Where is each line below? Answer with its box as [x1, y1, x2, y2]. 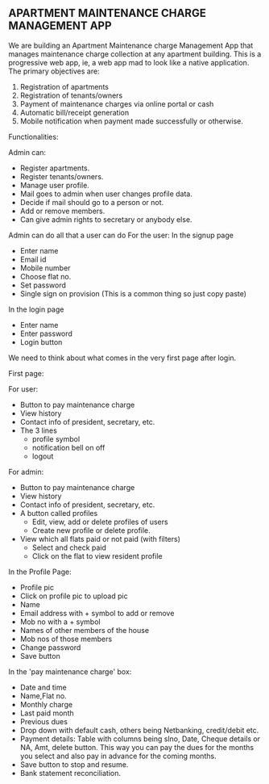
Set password [19, 280, 67, 290]
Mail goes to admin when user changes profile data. [19, 189, 193, 199]
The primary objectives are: [8, 66, 100, 76]
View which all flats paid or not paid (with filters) [19, 534, 181, 543]
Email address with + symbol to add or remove [19, 608, 175, 618]
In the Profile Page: [8, 567, 72, 576]
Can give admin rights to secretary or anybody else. [19, 214, 192, 224]
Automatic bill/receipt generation [19, 107, 130, 117]
